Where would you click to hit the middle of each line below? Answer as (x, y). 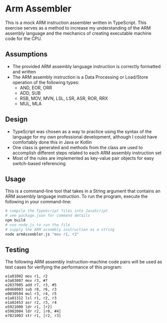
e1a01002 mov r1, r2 (27, 276)
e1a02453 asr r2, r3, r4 (31, 303)
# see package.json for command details (48, 216)
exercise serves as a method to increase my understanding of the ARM (78, 28)
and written (24, 72)
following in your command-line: (38, 202)
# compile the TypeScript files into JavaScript (57, 211)
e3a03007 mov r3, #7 (27, 281)
